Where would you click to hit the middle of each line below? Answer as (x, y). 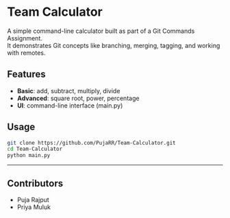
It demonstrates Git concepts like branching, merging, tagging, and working (114, 45)
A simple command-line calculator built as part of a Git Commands (101, 31)
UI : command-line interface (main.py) (70, 105)
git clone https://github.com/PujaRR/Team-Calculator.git (91, 143)
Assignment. (25, 38)
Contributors (35, 183)
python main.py (29, 156)
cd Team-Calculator (35, 149)
